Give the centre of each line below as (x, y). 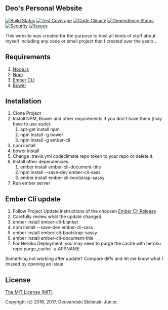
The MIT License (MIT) (29, 292)
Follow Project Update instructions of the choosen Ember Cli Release (84, 211)
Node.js (21, 69)
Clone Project (27, 113)
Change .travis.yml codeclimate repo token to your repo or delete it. (83, 156)
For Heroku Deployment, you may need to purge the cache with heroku (87, 243)
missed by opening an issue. (35, 264)
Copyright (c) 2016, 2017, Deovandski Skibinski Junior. (61, 302)
